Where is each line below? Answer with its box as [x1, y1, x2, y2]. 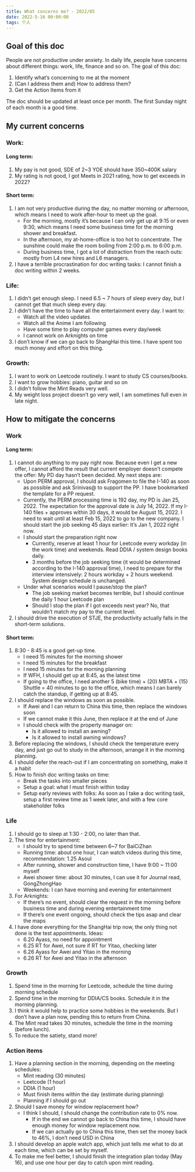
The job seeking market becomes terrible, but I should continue [31, 590, 185, 597]
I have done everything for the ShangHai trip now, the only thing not [14, 923, 178, 930]
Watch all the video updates [23, 313, 90, 320]
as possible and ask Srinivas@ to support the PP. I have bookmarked [23, 484, 188, 491]
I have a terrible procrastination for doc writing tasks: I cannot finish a [14, 261, 182, 268]
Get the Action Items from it [14, 87, 81, 94]
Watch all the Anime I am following [23, 320, 106, 327]
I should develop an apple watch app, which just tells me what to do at [14, 1140, 183, 1147]
